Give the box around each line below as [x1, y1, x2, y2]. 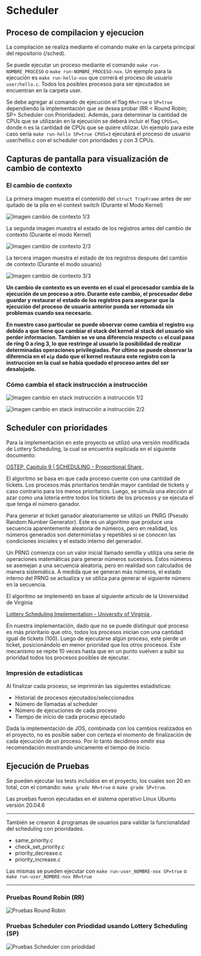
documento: [6, 451, 36, 459]
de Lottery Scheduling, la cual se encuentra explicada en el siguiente [6, 445, 176, 453]
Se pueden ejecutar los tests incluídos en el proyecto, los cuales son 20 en [6, 777, 191, 784]
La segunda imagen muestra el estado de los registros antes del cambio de [6, 224, 191, 231]
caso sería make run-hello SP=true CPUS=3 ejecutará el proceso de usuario [6, 130, 191, 137]
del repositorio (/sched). [6, 50, 66, 57]
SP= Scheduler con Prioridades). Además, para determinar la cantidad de [6, 111, 187, 118]
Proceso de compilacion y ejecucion [6, 28, 144, 38]
